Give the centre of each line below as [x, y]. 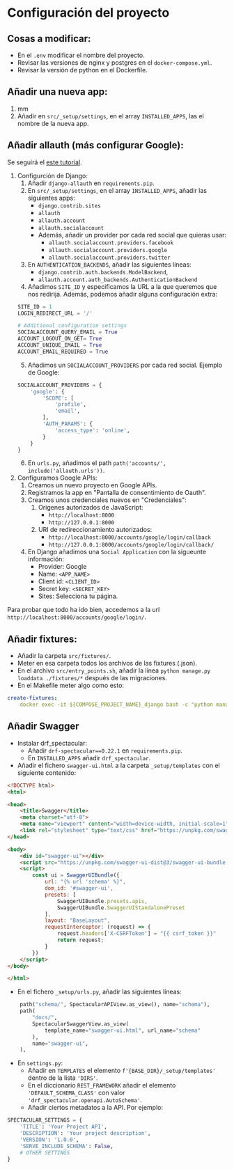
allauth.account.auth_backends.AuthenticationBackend [118, 280]
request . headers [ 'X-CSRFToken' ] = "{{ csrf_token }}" [136, 934]
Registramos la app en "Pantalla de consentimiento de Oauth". [117, 493]
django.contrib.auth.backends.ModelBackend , [103, 272]
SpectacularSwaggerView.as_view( [81, 1024]
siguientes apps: [51, 198]
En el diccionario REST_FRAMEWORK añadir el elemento [102, 1085]
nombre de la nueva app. [53, 123]
